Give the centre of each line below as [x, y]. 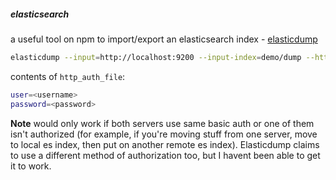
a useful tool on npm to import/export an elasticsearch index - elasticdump [164, 39]
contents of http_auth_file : [68, 76]
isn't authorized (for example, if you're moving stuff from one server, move [164, 134]
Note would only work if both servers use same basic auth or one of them [162, 123]
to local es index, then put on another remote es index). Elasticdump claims [165, 144]
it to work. [31, 166]
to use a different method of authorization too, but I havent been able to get [165, 155]
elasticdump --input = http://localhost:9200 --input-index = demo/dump [156, 57]
